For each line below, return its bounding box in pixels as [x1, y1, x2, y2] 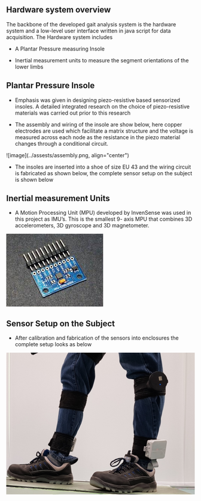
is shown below [14, 176, 54, 183]
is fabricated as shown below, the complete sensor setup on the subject [14, 169, 193, 176]
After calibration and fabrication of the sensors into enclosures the [14, 334, 179, 341]
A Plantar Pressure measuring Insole [14, 45, 105, 52]
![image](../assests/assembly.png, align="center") [6, 151, 130, 158]
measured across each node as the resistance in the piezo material [14, 133, 181, 140]
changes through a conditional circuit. [14, 140, 109, 147]
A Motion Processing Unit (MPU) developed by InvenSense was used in [14, 209, 191, 217]
